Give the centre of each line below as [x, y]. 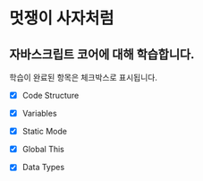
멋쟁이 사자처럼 [62, 18]
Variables [39, 114]
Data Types [43, 168]
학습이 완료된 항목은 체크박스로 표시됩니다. [84, 78]
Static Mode [44, 132]
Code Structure [51, 95]
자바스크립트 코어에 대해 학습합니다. [102, 54]
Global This [43, 150]
